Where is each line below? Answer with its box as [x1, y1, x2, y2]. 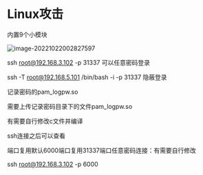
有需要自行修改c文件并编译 [7, 116, 83, 125]
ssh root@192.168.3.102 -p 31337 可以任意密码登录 [7, 58, 150, 66]
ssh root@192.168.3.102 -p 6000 [7, 160, 98, 168]
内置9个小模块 [7, 30, 47, 39]
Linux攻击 [7, 6, 64, 22]
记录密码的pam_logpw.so [7, 87, 78, 96]
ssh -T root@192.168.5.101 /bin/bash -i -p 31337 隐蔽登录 [7, 73, 167, 81]
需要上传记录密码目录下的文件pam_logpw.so [7, 102, 133, 110]
